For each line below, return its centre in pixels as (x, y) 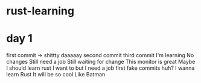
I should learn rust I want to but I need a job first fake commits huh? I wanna (101, 68)
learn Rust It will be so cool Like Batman (56, 75)
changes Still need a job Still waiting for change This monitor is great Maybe (101, 62)
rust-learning (40, 11)
